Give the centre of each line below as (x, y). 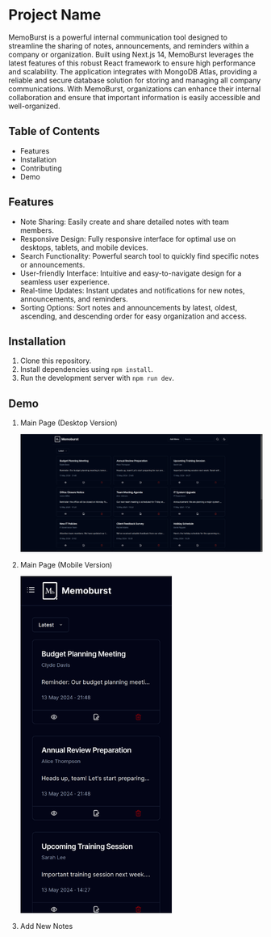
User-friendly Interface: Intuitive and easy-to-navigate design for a (131, 273)
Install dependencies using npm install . (86, 369)
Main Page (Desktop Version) (69, 423)
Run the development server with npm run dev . (97, 378)
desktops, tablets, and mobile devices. (84, 247)
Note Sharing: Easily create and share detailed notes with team (125, 222)
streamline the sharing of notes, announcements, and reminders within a (129, 45)
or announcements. (52, 264)
